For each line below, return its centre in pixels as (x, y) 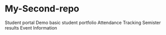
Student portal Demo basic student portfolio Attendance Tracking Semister (83, 22)
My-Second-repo (42, 9)
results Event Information (31, 27)
